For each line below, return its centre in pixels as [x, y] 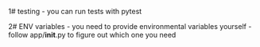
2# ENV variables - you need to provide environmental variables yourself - [130, 26]
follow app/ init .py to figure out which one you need [92, 35]
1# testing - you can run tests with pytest [75, 11]
